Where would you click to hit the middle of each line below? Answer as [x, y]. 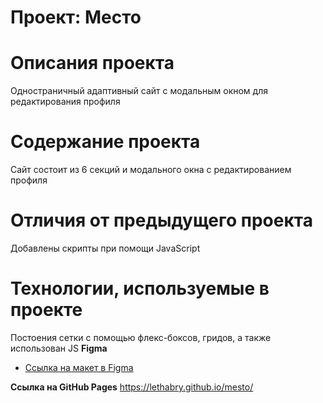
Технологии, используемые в [140, 288]
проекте [46, 310]
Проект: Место [76, 17]
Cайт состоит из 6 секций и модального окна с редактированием [151, 170]
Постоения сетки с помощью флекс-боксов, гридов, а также [141, 337]
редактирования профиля [65, 102]
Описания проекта [92, 63]
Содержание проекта [105, 142]
